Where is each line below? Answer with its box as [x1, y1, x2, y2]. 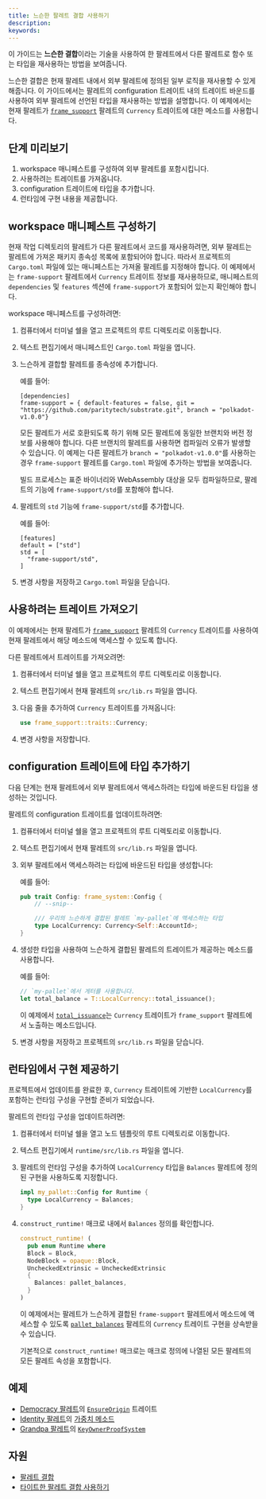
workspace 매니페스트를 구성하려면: [8, 309, 121, 318]
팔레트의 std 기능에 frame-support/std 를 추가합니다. [19, 502, 185, 511]
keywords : [8, 26, 41, 34]
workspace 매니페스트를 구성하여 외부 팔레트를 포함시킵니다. [19, 164, 209, 173]
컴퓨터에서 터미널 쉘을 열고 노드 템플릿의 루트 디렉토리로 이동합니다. [19, 1129, 230, 1139]
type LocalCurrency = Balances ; [27, 1196, 134, 1204]
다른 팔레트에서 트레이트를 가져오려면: [8, 652, 125, 661]
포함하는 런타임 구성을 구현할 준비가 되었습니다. [8, 1095, 155, 1104]
